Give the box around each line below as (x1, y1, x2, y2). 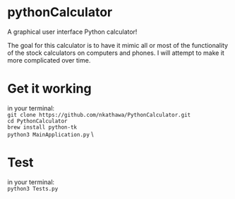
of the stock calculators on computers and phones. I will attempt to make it (7, 49, 224, 57)
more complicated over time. (7, 56, 91, 64)
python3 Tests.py (7, 185, 59, 192)
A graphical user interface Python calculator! (7, 27, 138, 36)
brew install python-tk (7, 124, 78, 131)
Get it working (7, 81, 92, 97)
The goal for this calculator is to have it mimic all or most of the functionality (7, 41, 228, 49)
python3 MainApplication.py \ (7, 129, 94, 138)
